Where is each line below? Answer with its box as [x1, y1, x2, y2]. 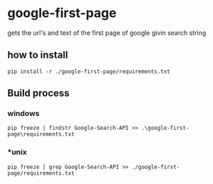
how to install [7, 49, 68, 61]
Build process [7, 87, 70, 99]
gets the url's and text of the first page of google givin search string [7, 28, 207, 37]
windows [7, 109, 40, 119]
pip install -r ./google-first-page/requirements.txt [7, 67, 171, 75]
